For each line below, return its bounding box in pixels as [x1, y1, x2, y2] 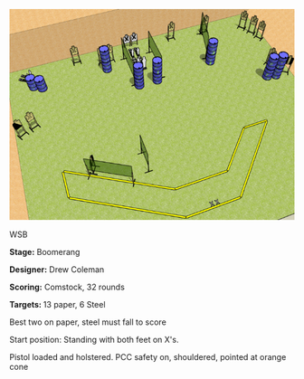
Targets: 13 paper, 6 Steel [9, 299, 106, 310]
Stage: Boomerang [9, 247, 81, 258]
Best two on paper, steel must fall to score [9, 317, 167, 327]
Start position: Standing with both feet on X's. [9, 335, 179, 346]
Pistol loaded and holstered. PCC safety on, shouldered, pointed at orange [9, 352, 287, 363]
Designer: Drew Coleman [9, 264, 105, 275]
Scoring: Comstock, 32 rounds [9, 281, 125, 293]
